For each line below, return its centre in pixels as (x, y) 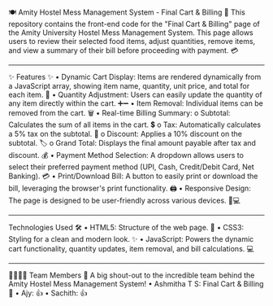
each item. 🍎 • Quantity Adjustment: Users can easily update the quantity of (135, 94)
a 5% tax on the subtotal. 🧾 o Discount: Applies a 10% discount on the (125, 134)
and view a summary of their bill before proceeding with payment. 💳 (123, 50)
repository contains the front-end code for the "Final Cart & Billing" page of (134, 24)
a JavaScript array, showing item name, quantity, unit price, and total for (129, 86)
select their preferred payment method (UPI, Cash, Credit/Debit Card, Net (131, 167)
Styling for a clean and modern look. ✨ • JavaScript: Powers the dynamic (131, 239)
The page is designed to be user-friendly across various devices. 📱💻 (125, 200)
